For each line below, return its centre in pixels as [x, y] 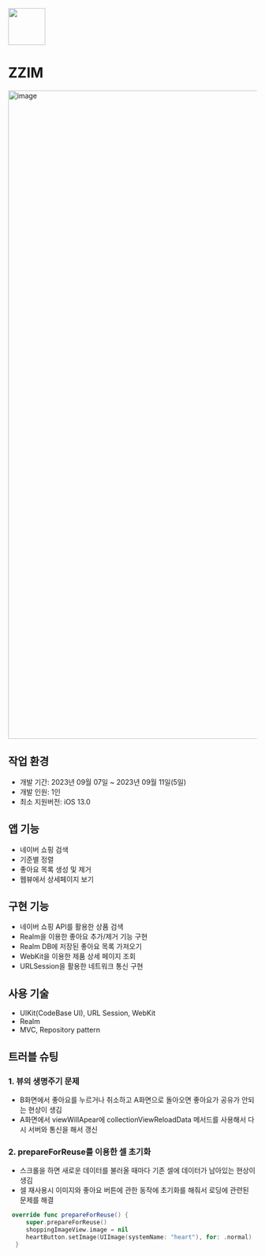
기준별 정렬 [37, 859]
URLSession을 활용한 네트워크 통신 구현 [81, 966]
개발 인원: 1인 [40, 792]
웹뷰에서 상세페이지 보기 [57, 879]
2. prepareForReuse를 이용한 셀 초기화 [80, 1152]
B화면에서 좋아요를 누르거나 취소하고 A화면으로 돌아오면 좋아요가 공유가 [130, 1100]
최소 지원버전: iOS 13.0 [55, 801]
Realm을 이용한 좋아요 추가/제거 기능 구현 [84, 937]
